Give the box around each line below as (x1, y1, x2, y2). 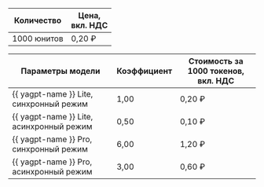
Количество (13, 15, 62, 26)
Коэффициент (116, 66, 173, 76)
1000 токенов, (187, 66, 245, 76)
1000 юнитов (12, 33, 64, 44)
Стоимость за (188, 56, 244, 66)
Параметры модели (20, 66, 101, 76)
